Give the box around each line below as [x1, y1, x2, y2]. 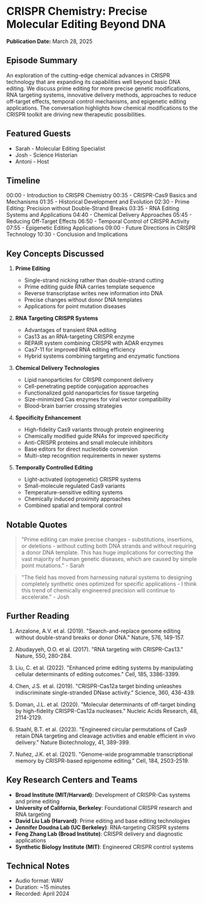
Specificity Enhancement [15, 414, 81, 421]
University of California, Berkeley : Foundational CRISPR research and [15, 804, 192, 811]
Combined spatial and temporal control [24, 502, 123, 509]
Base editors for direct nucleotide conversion [24, 445, 138, 453]
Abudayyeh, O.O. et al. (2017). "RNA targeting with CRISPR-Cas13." [15, 645, 183, 653]
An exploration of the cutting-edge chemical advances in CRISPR [6, 72, 170, 79]
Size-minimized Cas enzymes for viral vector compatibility [24, 396, 172, 403]
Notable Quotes [6, 520, 68, 530]
